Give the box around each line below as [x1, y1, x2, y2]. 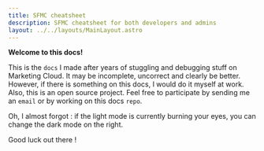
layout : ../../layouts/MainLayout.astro [8, 26, 143, 34]
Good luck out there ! [8, 135, 77, 145]
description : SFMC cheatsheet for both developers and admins [8, 19, 217, 27]
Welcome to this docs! [8, 48, 84, 57]
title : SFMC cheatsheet [8, 11, 87, 20]
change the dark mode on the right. [8, 120, 124, 130]
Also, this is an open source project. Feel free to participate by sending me [8, 88, 251, 98]
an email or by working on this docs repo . [8, 96, 143, 106]
